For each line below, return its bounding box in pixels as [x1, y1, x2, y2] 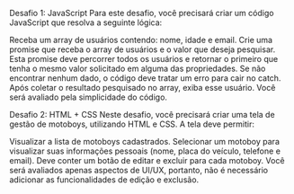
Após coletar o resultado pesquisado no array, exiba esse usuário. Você [9, 83, 276, 93]
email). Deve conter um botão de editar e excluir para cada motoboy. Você [9, 155, 285, 165]
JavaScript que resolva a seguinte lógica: [9, 17, 163, 28]
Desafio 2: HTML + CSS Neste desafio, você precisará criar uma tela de [9, 110, 276, 119]
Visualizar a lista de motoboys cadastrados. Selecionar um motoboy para [9, 137, 281, 146]
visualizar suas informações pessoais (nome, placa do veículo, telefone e [9, 145, 281, 156]
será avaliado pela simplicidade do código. [9, 92, 168, 102]
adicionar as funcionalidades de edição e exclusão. [9, 174, 200, 185]
